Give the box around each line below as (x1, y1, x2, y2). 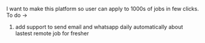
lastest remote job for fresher (15, 30, 89, 37)
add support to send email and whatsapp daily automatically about (15, 24, 184, 30)
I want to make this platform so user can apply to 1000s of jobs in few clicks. (6, 5, 199, 12)
